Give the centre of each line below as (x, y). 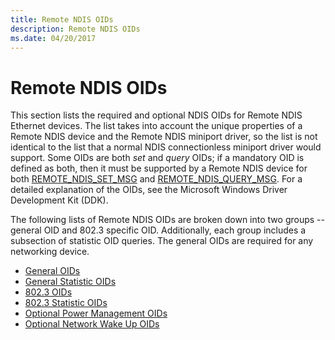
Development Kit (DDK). (59, 200)
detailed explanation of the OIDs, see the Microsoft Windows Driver (149, 190)
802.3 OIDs (48, 292)
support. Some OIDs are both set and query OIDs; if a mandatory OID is (157, 158)
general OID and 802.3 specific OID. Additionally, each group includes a (158, 230)
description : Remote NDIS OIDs (75, 29)
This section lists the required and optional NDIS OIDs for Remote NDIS (156, 115)
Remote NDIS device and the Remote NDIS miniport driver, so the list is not (164, 137)
